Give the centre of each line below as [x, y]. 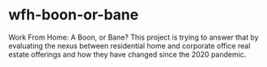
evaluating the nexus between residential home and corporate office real [129, 45]
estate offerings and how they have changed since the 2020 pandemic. [127, 54]
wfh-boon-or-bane [74, 15]
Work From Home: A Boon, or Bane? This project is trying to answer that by [133, 37]
